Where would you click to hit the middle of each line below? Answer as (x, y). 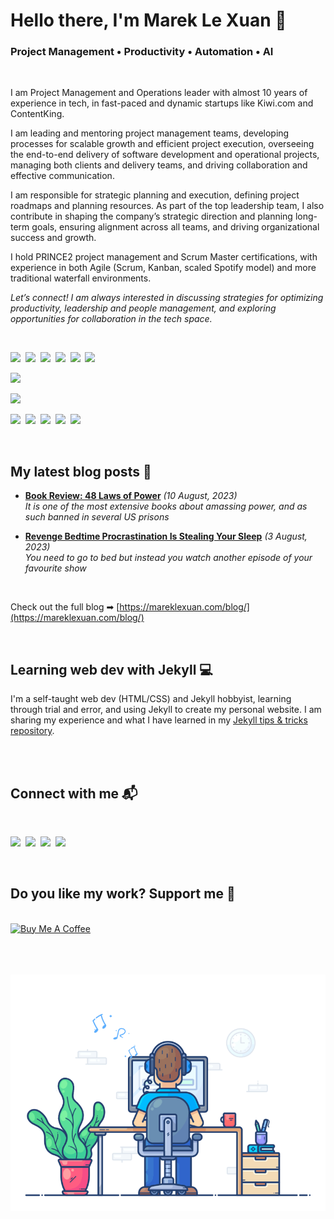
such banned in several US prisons (97, 517)
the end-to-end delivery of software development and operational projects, (165, 155)
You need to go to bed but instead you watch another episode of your (168, 558)
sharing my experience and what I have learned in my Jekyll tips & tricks (159, 720)
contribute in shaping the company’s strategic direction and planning (151, 216)
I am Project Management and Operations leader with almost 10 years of (159, 93)
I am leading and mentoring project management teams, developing (150, 133)
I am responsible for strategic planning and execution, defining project (155, 195)
